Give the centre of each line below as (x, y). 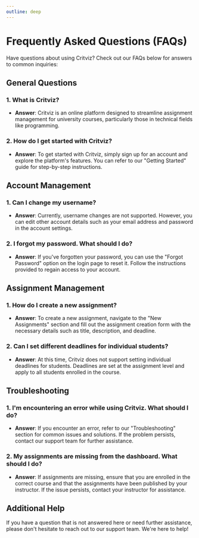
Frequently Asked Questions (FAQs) (97, 41)
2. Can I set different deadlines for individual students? (87, 346)
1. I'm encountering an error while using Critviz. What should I (97, 408)
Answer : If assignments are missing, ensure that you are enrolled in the (102, 477)
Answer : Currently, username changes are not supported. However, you (103, 216)
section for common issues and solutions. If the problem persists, (95, 435)
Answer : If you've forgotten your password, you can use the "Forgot (99, 257)
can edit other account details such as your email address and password (104, 222)
